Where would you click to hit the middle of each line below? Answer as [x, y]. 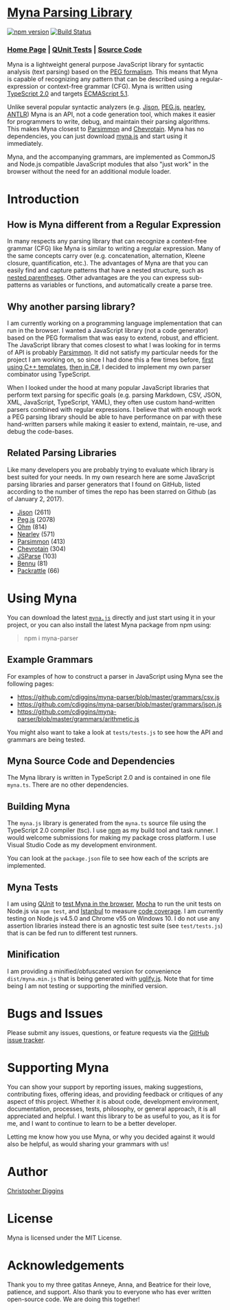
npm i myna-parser [51, 638]
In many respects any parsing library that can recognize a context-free [107, 241]
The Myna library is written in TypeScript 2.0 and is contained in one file [109, 778]
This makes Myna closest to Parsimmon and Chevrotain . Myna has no [106, 129]
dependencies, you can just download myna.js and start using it [97, 136]
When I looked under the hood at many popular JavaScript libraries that [108, 388]
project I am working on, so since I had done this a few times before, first [111, 360]
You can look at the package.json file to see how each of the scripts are [108, 858]
